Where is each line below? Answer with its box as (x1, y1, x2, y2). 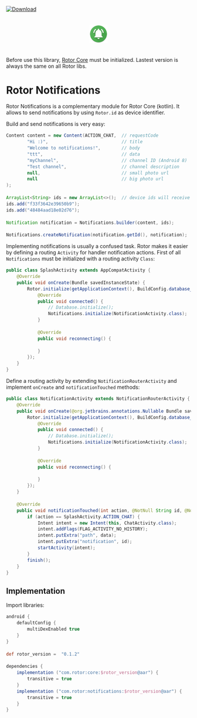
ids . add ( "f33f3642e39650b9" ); (6, 201, 80, 207)
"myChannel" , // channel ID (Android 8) (27, 157, 188, 163)
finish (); (27, 557, 51, 563)
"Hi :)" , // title (27, 139, 143, 145)
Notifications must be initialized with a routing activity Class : (6, 255, 155, 262)
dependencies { (6, 663, 43, 670)
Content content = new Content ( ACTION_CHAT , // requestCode (6, 133, 159, 138)
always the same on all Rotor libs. (6, 62, 87, 70)
